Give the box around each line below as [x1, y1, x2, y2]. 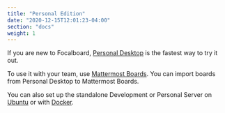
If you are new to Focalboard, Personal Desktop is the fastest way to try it [7, 49, 218, 57]
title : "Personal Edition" [7, 10, 86, 17]
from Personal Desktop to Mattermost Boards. [7, 77, 139, 86]
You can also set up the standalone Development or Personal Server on [7, 91, 212, 99]
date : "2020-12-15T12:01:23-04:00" [7, 17, 111, 24]
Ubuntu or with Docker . [7, 98, 75, 107]
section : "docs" [7, 23, 54, 30]
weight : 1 [7, 29, 36, 37]
